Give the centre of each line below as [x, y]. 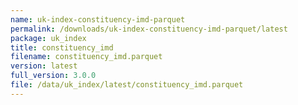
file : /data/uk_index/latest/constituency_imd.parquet [127, 85]
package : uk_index [48, 38]
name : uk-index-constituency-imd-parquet [98, 19]
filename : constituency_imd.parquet [86, 57]
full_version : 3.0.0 [53, 76]
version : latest [44, 66]
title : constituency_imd [62, 47]
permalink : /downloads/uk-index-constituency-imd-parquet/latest [149, 29]
